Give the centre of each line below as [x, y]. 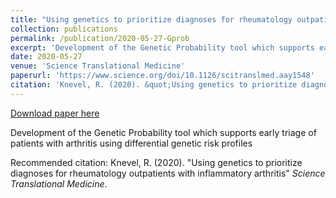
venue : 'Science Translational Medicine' [98, 66]
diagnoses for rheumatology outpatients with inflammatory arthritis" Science [168, 173]
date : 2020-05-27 [46, 57]
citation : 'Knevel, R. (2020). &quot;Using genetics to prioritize [154, 85]
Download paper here [55, 113]
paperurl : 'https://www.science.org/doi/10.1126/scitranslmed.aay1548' [162, 76]
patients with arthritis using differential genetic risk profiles [131, 143]
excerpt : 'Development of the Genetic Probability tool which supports [162, 47]
